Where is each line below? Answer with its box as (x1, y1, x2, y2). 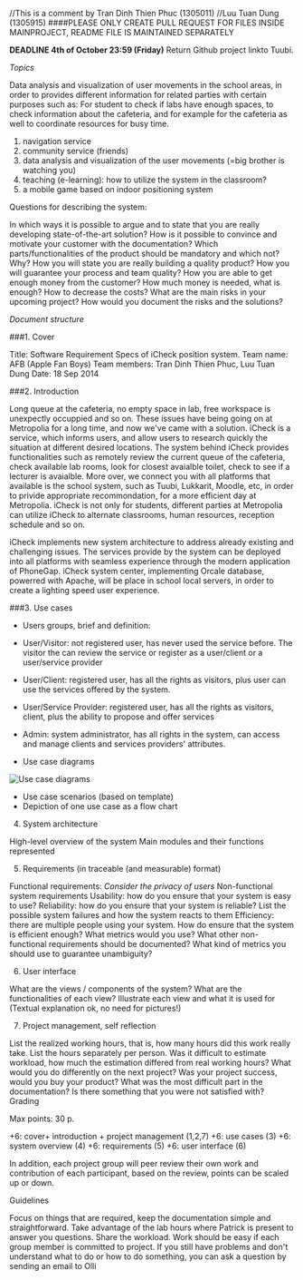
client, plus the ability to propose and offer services (22, 711, 215, 722)
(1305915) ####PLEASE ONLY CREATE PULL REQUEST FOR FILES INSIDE (9, 17, 285, 28)
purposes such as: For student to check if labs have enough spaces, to (9, 99, 274, 110)
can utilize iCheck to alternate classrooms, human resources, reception (9, 510, 275, 520)
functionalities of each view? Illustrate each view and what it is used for (9, 993, 276, 1003)
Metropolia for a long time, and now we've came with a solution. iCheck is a (9, 423, 291, 434)
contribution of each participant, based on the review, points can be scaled (9, 1168, 289, 1178)
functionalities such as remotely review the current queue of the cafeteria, (9, 452, 286, 462)
